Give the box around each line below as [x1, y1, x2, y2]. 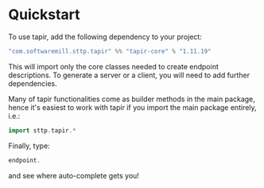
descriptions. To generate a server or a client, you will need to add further [8, 70, 250, 80]
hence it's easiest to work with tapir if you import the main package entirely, [8, 102, 257, 112]
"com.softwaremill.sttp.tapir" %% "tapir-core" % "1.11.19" [8, 47, 212, 55]
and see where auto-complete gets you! [8, 170, 139, 180]
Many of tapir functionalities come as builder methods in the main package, [8, 94, 256, 104]
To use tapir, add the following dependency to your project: [8, 32, 203, 41]
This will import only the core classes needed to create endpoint [8, 61, 219, 71]
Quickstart [8, 6, 81, 24]
